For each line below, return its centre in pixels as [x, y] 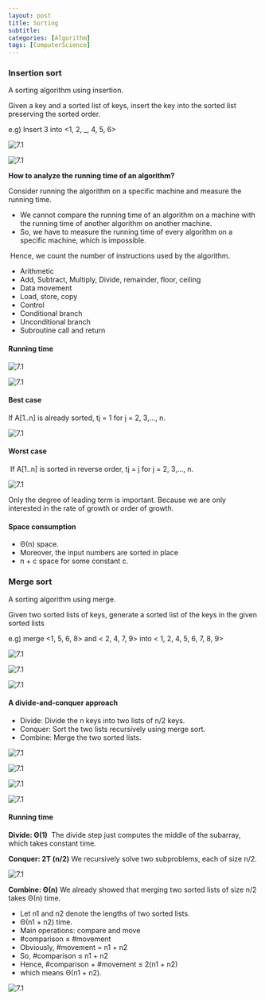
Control [32, 305]
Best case [25, 400]
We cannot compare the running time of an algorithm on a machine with [138, 215]
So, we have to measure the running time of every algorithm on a [126, 232]
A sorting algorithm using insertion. [66, 90]
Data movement [46, 288]
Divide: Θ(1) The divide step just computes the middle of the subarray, [125, 835]
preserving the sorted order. [55, 114]
